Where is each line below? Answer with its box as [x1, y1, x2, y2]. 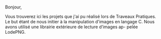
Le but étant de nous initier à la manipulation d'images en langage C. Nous [5, 19, 155, 24]
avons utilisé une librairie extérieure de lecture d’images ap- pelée [5, 24, 138, 30]
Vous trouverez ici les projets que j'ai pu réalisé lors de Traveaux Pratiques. [5, 14, 156, 19]
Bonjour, [5, 4, 22, 10]
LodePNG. [5, 29, 26, 35]
